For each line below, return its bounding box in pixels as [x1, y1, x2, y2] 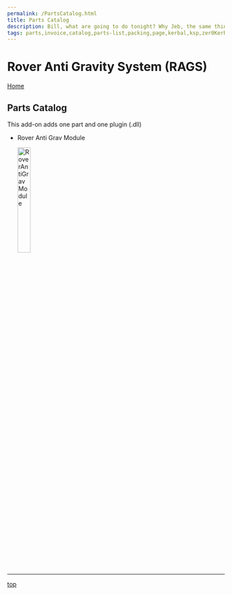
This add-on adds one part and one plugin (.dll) [7, 120, 142, 128]
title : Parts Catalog [7, 17, 70, 23]
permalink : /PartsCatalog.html [7, 10, 97, 17]
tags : [7, 29, 23, 37]
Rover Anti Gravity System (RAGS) [7, 59, 208, 75]
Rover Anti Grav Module [17, 134, 86, 142]
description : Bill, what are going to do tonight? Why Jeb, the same [7, 23, 212, 30]
